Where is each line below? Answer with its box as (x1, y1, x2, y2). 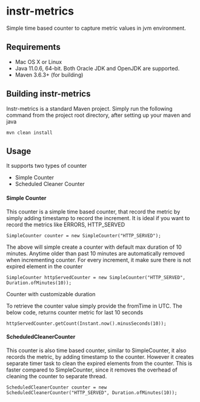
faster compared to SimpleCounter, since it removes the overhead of (6, 366, 178, 373)
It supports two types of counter (6, 162, 87, 170)
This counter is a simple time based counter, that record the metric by (6, 208, 181, 215)
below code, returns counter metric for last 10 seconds (6, 308, 144, 316)
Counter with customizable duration (6, 290, 96, 297)
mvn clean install (6, 130, 53, 136)
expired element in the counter (6, 263, 83, 270)
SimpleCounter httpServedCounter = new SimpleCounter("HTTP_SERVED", (6, 274, 186, 280)
